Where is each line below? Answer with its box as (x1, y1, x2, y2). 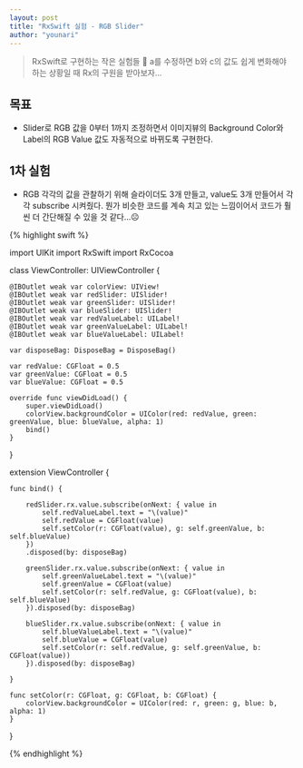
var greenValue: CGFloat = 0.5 (9, 369, 128, 379)
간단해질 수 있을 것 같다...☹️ (42, 212, 140, 222)
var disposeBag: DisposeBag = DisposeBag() (9, 346, 177, 355)
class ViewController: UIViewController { (9, 265, 161, 275)
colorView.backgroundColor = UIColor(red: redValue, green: (25, 409, 258, 418)
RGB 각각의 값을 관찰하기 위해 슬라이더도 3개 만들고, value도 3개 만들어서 (22, 189, 284, 200)
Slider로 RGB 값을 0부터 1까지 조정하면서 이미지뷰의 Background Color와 (22, 123, 284, 133)
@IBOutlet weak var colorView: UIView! (9, 282, 161, 291)
